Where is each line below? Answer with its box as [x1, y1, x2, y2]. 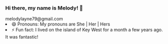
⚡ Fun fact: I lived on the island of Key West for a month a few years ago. [12, 27, 163, 33]
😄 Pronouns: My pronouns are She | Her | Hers [12, 21, 110, 27]
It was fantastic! [5, 34, 39, 40]
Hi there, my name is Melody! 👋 [5, 4, 83, 11]
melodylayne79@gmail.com [5, 16, 63, 22]
